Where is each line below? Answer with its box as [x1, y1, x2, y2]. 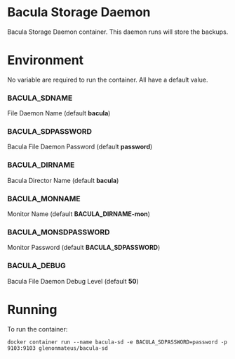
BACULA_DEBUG [7, 261, 67, 271]
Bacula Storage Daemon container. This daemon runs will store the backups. [7, 27, 229, 36]
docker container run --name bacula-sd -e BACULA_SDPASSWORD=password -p [7, 339, 228, 346]
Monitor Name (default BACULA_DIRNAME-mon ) [7, 210, 151, 218]
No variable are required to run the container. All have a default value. [7, 75, 208, 84]
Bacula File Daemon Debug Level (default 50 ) [7, 277, 139, 285]
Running [7, 301, 58, 317]
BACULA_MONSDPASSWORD [7, 227, 110, 237]
